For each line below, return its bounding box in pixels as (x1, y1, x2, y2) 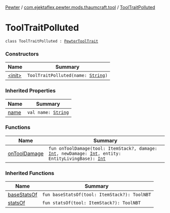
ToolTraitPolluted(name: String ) (27, 73, 108, 78)
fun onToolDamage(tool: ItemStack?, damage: (48, 145, 158, 151)
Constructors (5, 50, 39, 57)
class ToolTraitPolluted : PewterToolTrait (5, 38, 99, 44)
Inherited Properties (5, 87, 56, 94)
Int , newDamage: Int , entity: (48, 150, 121, 156)
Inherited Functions (5, 169, 55, 177)
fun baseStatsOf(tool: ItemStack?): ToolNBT (42, 192, 151, 198)
